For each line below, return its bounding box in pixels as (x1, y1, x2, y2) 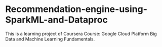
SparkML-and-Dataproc (5, 14, 108, 25)
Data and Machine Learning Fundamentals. (5, 36, 95, 42)
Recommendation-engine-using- (5, 3, 148, 15)
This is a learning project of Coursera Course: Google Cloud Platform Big (5, 30, 157, 36)
